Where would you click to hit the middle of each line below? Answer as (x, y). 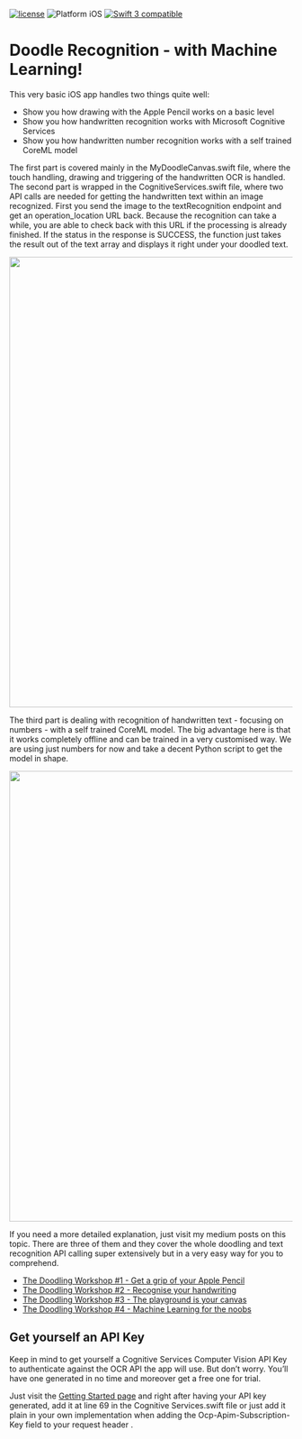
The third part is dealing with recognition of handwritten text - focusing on (147, 720)
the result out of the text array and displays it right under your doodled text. (149, 244)
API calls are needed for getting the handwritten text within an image (136, 196)
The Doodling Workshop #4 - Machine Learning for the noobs (137, 1309)
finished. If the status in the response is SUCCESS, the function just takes (145, 234)
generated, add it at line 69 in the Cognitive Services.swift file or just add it (147, 1405)
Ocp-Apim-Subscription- (244, 1415)
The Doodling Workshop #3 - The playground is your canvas (134, 1299)
